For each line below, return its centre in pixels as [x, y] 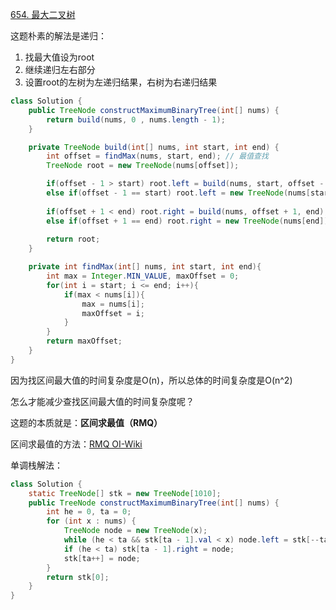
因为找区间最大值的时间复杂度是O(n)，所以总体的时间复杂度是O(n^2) [151, 380]
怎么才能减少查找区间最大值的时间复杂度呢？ [102, 401]
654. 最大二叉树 [43, 14]
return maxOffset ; [84, 341]
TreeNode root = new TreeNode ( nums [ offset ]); [143, 166]
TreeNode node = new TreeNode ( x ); [135, 531]
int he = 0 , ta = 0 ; [89, 512]
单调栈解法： [36, 465]
